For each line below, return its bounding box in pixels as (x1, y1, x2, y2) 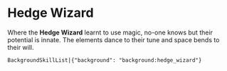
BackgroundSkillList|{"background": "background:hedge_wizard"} (7, 56, 202, 64)
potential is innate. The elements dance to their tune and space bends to (7, 35, 220, 44)
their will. (7, 43, 34, 51)
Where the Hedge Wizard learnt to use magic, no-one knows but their (7, 28, 213, 37)
